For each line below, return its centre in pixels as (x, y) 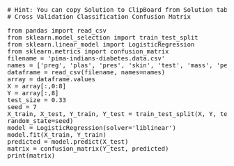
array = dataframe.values (52, 79)
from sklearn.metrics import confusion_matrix (88, 51)
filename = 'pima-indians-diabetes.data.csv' (86, 58)
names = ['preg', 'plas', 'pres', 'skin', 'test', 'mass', (110, 65)
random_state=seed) (40, 121)
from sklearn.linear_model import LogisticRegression (101, 44)
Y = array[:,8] (33, 93)
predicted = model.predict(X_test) (68, 142)
